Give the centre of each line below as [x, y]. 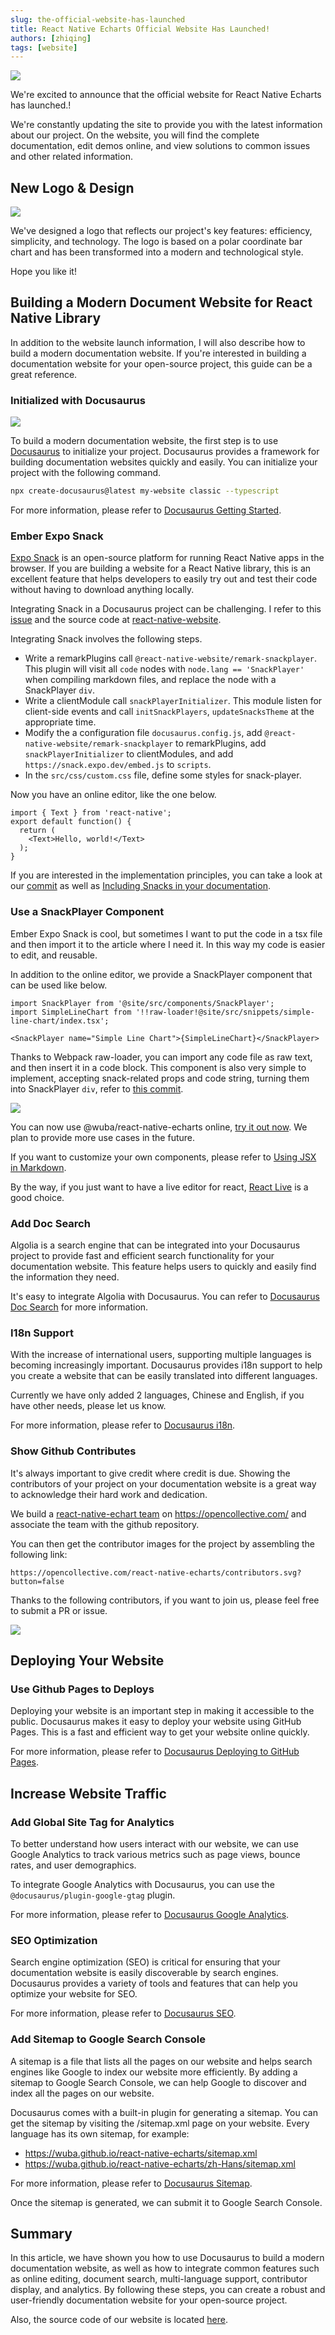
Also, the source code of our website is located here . [119, 2320]
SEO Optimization [54, 1940]
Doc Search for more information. [79, 1307]
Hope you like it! [43, 272]
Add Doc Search [50, 1223]
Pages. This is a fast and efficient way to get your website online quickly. [160, 1732]
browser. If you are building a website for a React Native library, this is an [161, 568]
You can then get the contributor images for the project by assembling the [162, 1543]
